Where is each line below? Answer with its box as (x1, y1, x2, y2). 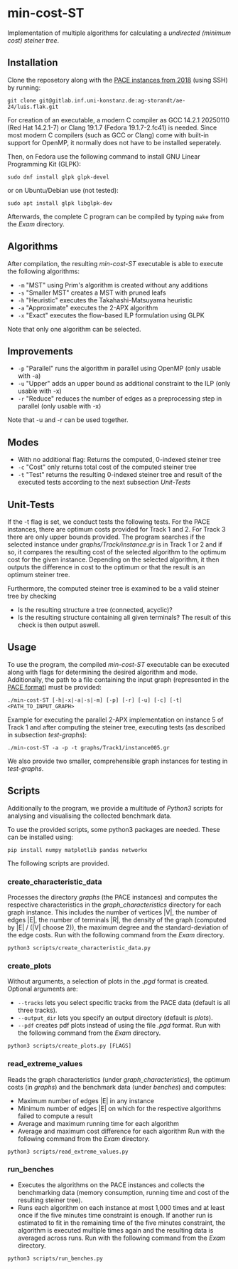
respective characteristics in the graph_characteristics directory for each (7, 900, 222, 909)
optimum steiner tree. (7, 571, 70, 579)
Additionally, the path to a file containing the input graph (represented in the (7, 675, 229, 684)
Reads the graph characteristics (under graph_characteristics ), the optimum (7, 1075, 231, 1083)
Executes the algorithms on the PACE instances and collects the (17, 1180, 205, 1189)
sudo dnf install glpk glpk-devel (7, 173, 110, 181)
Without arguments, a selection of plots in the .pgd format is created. (7, 977, 210, 986)
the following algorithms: (7, 267, 80, 275)
